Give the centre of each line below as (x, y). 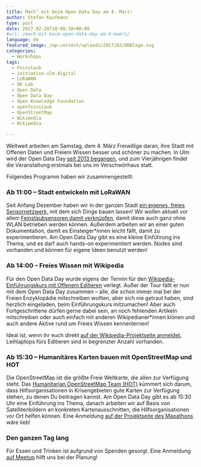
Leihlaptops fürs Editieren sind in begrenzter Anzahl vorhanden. (85, 341)
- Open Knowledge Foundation (48, 101)
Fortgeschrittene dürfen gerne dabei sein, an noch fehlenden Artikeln (92, 311)
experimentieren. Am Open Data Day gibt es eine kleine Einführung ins (93, 237)
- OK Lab (22, 85)
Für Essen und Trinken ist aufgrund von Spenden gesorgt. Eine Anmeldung (98, 451)
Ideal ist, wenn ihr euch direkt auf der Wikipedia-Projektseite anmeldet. (94, 335)
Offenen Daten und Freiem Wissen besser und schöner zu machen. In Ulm (98, 152)
